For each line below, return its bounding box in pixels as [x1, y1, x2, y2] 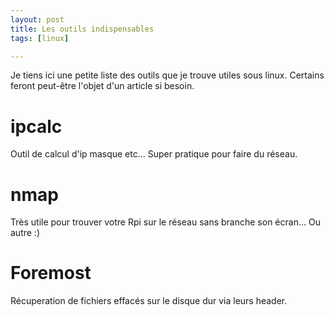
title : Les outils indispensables [10, 24, 155, 34]
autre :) [10, 227, 40, 239]
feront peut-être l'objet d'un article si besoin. [10, 80, 195, 92]
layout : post [10, 14, 65, 25]
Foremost [10, 262, 92, 285]
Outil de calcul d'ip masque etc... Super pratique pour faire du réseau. [10, 148, 298, 160]
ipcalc [10, 115, 63, 138]
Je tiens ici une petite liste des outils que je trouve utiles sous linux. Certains [10, 69, 325, 81]
